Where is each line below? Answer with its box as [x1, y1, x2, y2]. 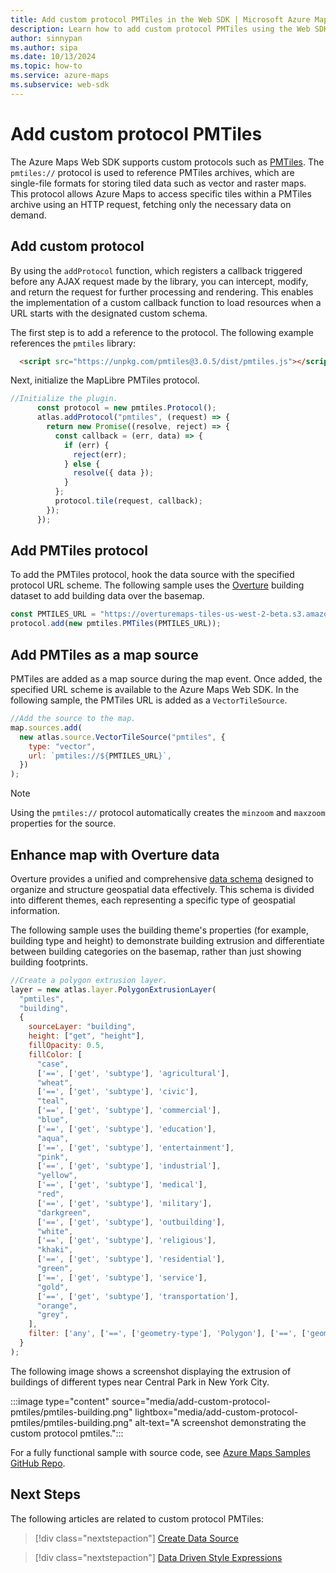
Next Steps [10, 1486, 81, 1503]
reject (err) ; [73, 449, 128, 460]
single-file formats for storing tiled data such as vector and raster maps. [10, 177, 307, 189]
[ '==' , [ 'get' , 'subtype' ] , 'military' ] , [36, 1198, 213, 1208]
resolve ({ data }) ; [73, 468, 155, 478]
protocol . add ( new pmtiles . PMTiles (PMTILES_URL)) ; [10, 619, 222, 629]
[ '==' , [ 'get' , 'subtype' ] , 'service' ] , [36, 1272, 208, 1283]
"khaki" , [36, 1245, 74, 1255]
